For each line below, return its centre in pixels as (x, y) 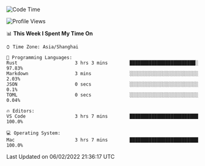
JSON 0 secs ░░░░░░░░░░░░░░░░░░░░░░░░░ (102, 84)
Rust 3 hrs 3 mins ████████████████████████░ (102, 63)
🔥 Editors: (20, 111)
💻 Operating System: (34, 133)
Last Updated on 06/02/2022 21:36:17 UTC (61, 157)
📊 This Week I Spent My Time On (50, 33)
